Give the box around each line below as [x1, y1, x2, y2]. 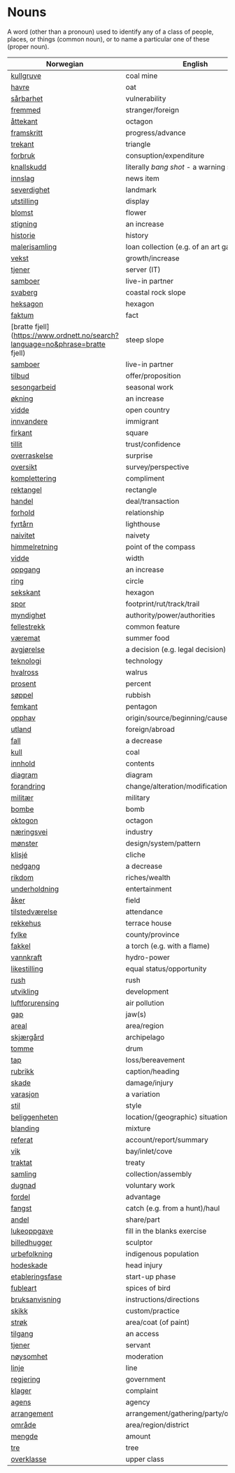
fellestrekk [10, 622, 45, 632]
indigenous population [125, 1248, 199, 1258]
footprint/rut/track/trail [125, 599, 200, 608]
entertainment [125, 884, 172, 893]
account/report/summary [125, 1135, 208, 1145]
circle [125, 576, 144, 586]
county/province [125, 929, 180, 939]
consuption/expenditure [125, 150, 205, 160]
